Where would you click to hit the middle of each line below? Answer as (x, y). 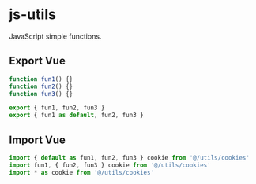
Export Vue (37, 61)
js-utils (32, 15)
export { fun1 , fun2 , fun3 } (57, 108)
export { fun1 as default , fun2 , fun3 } (77, 116)
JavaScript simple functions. (55, 36)
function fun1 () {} (41, 79)
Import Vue (38, 140)
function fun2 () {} (41, 86)
